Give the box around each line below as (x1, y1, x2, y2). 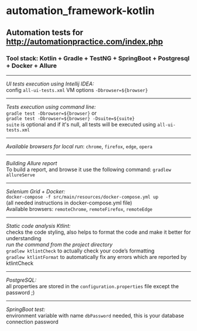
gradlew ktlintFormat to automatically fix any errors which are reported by (6, 253, 187, 260)
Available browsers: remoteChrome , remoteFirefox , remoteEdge (6, 205, 153, 212)
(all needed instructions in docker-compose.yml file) (6, 199, 133, 206)
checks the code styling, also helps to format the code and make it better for (6, 228, 191, 236)
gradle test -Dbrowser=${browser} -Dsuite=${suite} (6, 115, 135, 121)
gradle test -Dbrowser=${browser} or (6, 110, 97, 117)
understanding (6, 234, 42, 241)
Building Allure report (6, 159, 57, 166)
